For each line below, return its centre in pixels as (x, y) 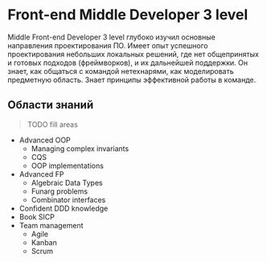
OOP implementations (67, 166)
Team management (51, 225)
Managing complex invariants (80, 148)
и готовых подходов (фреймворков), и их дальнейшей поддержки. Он (128, 63)
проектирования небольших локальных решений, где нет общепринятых (133, 54)
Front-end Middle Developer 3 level (128, 15)
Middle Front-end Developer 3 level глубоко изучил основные (112, 37)
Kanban (44, 242)
